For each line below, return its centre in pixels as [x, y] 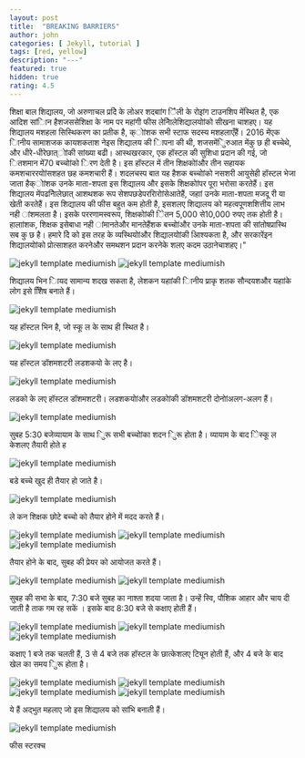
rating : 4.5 [32, 86]
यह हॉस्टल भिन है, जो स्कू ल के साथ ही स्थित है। [80, 327]
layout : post [34, 18]
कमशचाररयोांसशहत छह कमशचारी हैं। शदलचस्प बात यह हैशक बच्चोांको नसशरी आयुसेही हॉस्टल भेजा [152, 173]
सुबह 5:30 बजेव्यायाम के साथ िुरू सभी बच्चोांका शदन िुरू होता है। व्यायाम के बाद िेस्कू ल [143, 435]
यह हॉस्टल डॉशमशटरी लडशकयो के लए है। [71, 363]
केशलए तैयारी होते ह [38, 445]
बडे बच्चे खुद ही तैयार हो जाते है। [56, 480]
